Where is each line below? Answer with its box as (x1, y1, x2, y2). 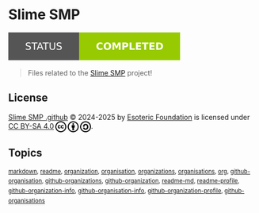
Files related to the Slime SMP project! (27, 68, 153, 77)
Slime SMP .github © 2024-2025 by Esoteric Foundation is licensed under (8, 112, 250, 122)
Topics (8, 146, 43, 160)
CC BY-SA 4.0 (8, 121, 55, 130)
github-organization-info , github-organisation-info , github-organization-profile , (8, 187, 223, 195)
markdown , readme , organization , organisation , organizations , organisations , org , (8, 167, 230, 176)
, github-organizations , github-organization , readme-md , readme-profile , (41, 177, 240, 185)
